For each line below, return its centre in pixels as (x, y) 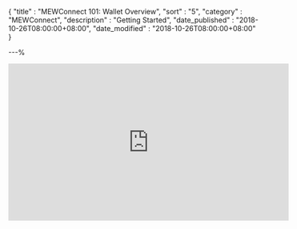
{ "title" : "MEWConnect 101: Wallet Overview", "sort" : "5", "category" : (125, 12)
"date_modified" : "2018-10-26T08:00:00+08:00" (174, 28)
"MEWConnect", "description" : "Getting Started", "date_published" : (121, 20)
